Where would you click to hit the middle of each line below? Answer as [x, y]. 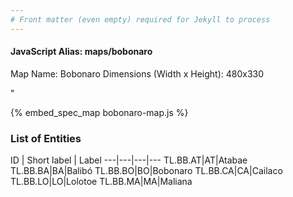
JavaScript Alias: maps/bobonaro [81, 52]
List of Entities [46, 138]
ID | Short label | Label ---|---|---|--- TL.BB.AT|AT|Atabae [129, 160]
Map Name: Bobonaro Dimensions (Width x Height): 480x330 [137, 73]
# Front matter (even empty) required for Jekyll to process [140, 19]
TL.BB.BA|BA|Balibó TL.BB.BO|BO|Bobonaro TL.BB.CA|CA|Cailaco [146, 171]
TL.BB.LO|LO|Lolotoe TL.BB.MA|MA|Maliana [101, 182]
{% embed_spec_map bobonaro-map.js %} [99, 112]
